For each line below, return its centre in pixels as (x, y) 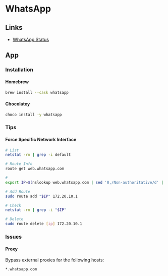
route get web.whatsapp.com (35, 169)
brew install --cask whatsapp (37, 92)
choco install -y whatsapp (34, 115)
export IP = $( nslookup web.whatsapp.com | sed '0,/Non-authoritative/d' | (85, 182)
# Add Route (18, 191)
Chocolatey (18, 103)
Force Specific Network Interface (41, 139)
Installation (19, 70)
